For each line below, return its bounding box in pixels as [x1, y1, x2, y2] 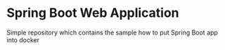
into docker [6, 35, 40, 44]
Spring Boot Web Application [6, 5, 180, 21]
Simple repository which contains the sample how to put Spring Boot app [6, 28, 219, 37]
